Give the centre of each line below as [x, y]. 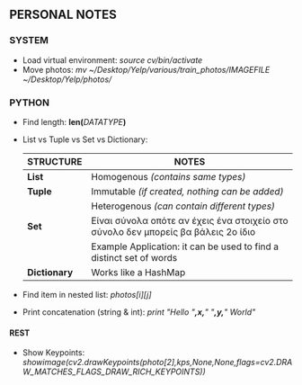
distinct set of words [134, 257]
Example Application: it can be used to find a [185, 246]
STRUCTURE [54, 161]
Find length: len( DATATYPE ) [74, 121]
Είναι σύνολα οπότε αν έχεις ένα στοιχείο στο [190, 220]
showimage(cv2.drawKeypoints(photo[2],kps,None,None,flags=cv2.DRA [157, 363]
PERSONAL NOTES [63, 15]
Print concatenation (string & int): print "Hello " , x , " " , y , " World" [139, 312]
